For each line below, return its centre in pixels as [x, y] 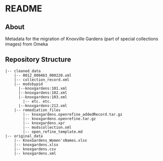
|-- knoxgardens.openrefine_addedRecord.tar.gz [73, 114]
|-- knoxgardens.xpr [44, 123]
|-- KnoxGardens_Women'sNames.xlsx [51, 140]
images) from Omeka [27, 44]
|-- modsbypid [28, 84]
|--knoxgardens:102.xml [43, 93]
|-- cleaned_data [23, 71]
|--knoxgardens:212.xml [43, 106]
